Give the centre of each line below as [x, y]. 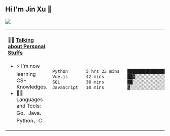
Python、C [29, 121]
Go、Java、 [31, 113]
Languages [30, 100]
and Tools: [29, 106]
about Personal [27, 47]
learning [26, 74]
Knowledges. [32, 87]
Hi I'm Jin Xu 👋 [29, 9]
